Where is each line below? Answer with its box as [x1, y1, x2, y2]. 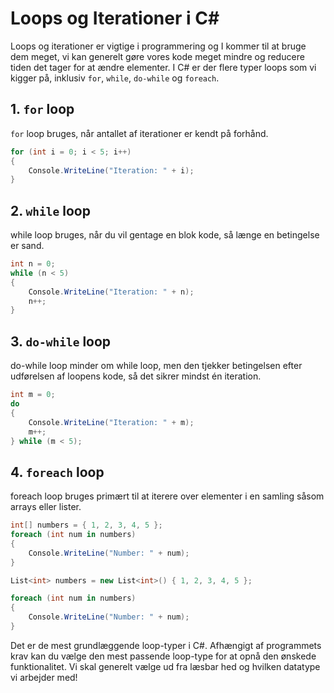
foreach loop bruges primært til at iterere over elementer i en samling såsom [10, 490, 325, 502]
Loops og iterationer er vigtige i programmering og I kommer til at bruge [10, 40, 307, 52]
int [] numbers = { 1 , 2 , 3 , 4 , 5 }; [10, 520, 163, 531]
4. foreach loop [10, 463, 105, 481]
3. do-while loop [10, 333, 112, 350]
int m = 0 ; [10, 390, 56, 400]
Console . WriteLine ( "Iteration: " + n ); [28, 287, 195, 297]
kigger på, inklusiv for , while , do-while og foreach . [10, 72, 220, 84]
